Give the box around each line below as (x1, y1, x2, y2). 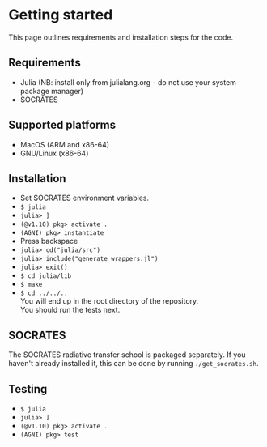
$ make (19, 281, 43, 289)
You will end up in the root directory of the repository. (19, 296, 199, 306)
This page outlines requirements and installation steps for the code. (8, 32, 234, 42)
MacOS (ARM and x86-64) (19, 139, 110, 149)
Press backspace (19, 236, 78, 246)
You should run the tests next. (19, 305, 121, 315)
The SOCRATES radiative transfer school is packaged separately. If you (8, 350, 246, 360)
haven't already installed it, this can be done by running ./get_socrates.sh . (8, 359, 259, 368)
